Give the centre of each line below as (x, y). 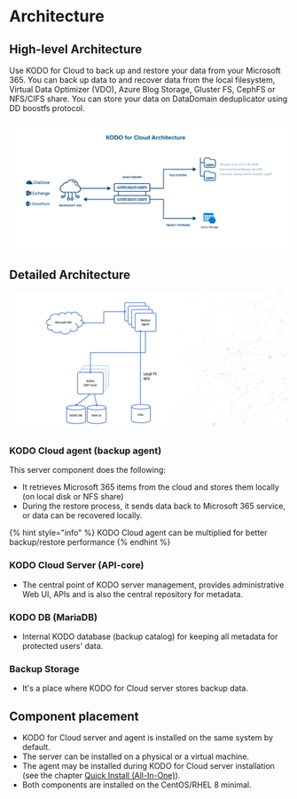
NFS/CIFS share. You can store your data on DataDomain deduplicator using (148, 99)
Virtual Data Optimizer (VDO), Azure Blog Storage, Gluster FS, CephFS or (143, 89)
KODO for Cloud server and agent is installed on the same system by (147, 738)
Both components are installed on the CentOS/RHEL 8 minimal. (137, 785)
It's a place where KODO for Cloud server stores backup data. (135, 688)
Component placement (74, 716)
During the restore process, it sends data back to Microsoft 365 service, (154, 506)
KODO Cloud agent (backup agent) (86, 451)
